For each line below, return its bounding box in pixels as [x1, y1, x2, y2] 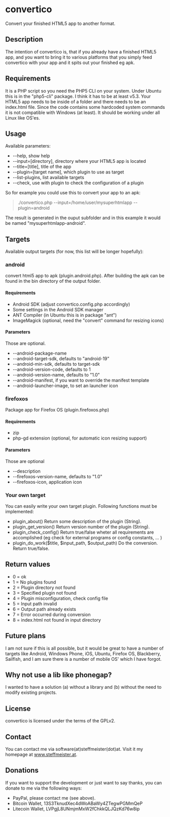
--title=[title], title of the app [12, 164, 72, 170]
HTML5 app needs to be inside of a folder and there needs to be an [5, 98, 146, 105]
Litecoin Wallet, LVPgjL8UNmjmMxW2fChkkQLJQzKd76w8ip [12, 805, 140, 812]
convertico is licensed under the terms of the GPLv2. [5, 718, 116, 724]
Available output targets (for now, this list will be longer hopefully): [5, 248, 144, 255]
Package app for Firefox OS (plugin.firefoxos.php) [5, 407, 110, 413]
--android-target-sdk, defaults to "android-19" [12, 355, 110, 362]
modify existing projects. [5, 689, 57, 695]
